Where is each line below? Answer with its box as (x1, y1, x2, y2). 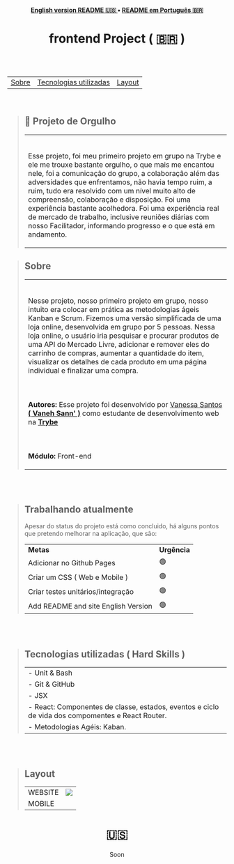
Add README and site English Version (27, 601, 153, 611)
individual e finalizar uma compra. (27, 366, 139, 375)
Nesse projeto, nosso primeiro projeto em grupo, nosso (27, 296, 209, 306)
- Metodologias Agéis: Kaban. (27, 722, 127, 732)
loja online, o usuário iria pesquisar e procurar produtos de (27, 331, 219, 341)
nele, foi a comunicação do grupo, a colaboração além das (27, 168, 220, 178)
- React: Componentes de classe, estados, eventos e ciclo (27, 702, 219, 712)
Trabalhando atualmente (24, 503, 134, 515)
